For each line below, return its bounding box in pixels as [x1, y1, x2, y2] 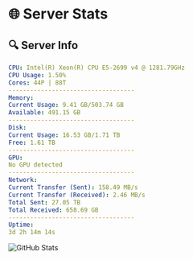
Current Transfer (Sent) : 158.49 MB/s [8, 184, 138, 192]
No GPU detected [8, 161, 63, 169]
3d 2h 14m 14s [8, 229, 56, 237]
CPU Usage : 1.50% [8, 71, 67, 79]
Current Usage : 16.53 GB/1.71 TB [8, 130, 121, 139]
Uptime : [8, 221, 35, 229]
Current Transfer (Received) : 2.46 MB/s [8, 191, 146, 199]
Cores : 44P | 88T [8, 78, 67, 87]
